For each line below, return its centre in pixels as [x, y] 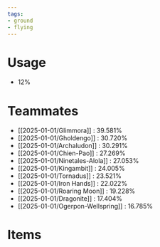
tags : [15, 14]
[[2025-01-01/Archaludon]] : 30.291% [73, 146]
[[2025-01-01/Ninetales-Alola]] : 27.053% [78, 161]
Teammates [43, 111]
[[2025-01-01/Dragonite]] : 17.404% [70, 199]
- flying [20, 27]
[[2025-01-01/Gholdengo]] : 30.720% [73, 138]
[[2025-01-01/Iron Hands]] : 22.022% [73, 184]
